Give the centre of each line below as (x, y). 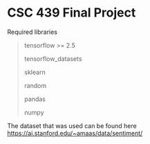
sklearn (35, 72)
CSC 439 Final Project (72, 13)
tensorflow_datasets (53, 58)
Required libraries (32, 32)
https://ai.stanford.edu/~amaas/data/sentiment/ (75, 133)
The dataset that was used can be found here (72, 125)
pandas (35, 99)
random (35, 85)
